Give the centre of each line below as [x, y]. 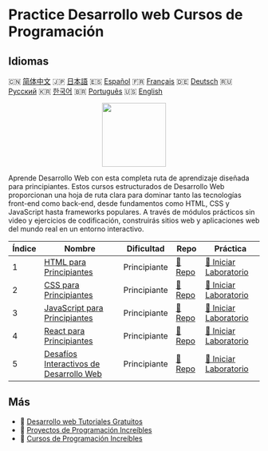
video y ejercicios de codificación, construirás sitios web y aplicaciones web [134, 220]
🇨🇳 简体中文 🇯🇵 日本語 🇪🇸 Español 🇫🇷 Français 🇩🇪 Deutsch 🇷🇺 [120, 81]
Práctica [231, 249]
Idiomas [29, 61]
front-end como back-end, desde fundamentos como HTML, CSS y [119, 204]
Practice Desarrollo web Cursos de [126, 15]
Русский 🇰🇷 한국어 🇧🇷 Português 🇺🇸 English [86, 91]
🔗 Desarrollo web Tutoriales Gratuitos [81, 421]
